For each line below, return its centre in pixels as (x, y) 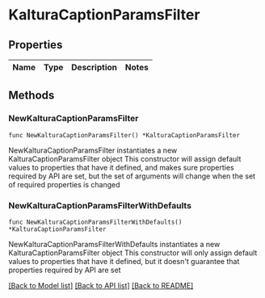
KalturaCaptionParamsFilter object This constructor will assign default (125, 158)
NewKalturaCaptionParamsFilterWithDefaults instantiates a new (114, 244)
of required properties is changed (64, 184)
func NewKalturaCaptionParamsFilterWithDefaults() (95, 222)
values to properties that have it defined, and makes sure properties (121, 167)
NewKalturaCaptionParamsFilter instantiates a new (93, 150)
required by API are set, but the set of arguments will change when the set (132, 176)
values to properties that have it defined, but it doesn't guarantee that (124, 261)
